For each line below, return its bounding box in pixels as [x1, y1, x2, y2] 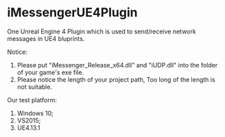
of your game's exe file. [16, 68, 84, 76]
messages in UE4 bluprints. [7, 34, 85, 42]
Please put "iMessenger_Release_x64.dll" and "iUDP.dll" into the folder [16, 61, 218, 69]
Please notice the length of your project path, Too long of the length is [16, 75, 215, 83]
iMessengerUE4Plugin [7, 5, 138, 20]
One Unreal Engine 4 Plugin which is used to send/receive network [7, 27, 197, 35]
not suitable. [16, 82, 53, 91]
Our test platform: [7, 95, 57, 104]
